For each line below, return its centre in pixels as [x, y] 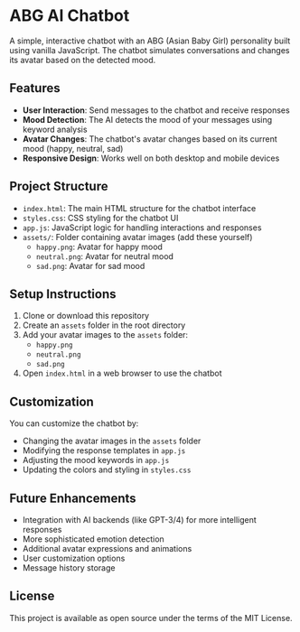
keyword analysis [55, 129]
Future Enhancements [73, 498]
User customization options [74, 558]
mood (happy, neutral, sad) [73, 148]
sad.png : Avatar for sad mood [90, 265]
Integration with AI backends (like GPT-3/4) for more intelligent [140, 520]
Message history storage [69, 568]
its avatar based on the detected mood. [83, 60]
